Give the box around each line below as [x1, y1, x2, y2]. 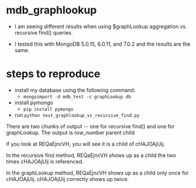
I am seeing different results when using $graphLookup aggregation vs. [14, 23, 187, 30]
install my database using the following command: [14, 86, 136, 94]
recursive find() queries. [14, 29, 73, 36]
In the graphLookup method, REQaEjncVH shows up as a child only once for [6, 169, 189, 176]
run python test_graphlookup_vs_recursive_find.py [14, 111, 140, 118]
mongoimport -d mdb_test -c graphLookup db [23, 94, 132, 100]
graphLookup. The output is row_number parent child [6, 129, 135, 136]
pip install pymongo [23, 106, 74, 112]
